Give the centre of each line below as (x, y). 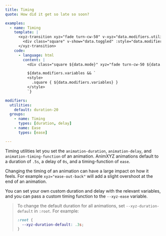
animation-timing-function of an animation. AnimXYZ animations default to (82, 156)
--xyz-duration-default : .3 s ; (53, 225)
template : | (26, 33)
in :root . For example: (56, 211)
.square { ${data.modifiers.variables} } (75, 83)
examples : (15, 23)
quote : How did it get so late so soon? (47, 14)
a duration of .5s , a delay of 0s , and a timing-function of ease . (68, 161)
